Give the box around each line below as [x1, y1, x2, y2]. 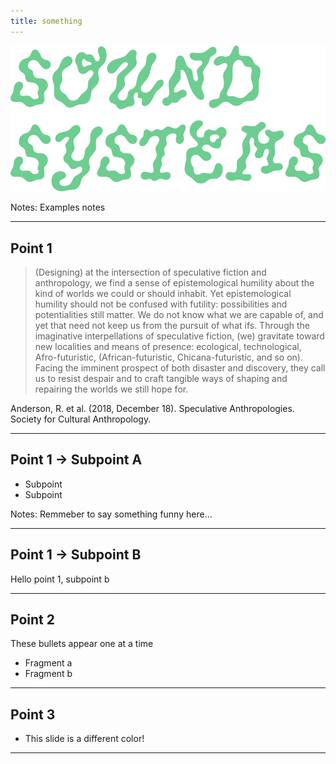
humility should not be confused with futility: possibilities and [34, 298, 288, 310]
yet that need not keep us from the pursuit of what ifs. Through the [34, 319, 310, 331]
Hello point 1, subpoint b [10, 573, 110, 585]
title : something [10, 16, 83, 26]
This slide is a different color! [24, 733, 145, 745]
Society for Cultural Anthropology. [10, 413, 152, 425]
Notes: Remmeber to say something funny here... [10, 508, 213, 520]
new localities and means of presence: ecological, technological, [34, 340, 302, 352]
